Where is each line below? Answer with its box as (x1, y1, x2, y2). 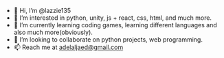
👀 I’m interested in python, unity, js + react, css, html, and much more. (13, 14, 212, 22)
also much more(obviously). (13, 28, 93, 36)
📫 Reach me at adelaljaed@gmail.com (13, 43, 124, 51)
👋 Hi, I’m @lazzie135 (13, 7, 71, 14)
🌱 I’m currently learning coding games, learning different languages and (13, 21, 218, 29)
